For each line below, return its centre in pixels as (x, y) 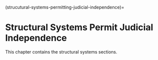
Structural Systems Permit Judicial (79, 27)
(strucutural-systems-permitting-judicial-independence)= (65, 7)
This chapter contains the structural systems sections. (61, 51)
